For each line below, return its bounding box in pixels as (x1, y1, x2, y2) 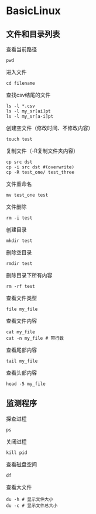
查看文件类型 (6, 294, 37, 301)
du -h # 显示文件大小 (6, 496, 54, 502)
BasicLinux (6, 4, 61, 18)
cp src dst (6, 159, 33, 165)
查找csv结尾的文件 (6, 91, 51, 98)
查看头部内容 (6, 369, 37, 376)
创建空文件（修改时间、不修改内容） (6, 125, 94, 131)
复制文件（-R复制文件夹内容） (6, 147, 79, 154)
